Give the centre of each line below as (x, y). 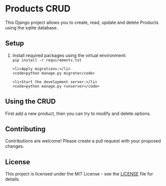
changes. (15, 146)
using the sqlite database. (32, 27)
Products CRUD (38, 9)
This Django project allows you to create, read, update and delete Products (82, 22)
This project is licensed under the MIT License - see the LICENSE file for (79, 174)
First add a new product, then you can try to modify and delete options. (78, 113)
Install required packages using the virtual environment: (69, 55)
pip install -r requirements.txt (47, 60)
